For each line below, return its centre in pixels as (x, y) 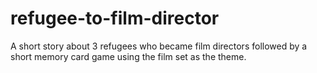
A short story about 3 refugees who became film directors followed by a (159, 46)
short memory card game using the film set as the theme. (128, 56)
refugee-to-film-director (115, 18)
